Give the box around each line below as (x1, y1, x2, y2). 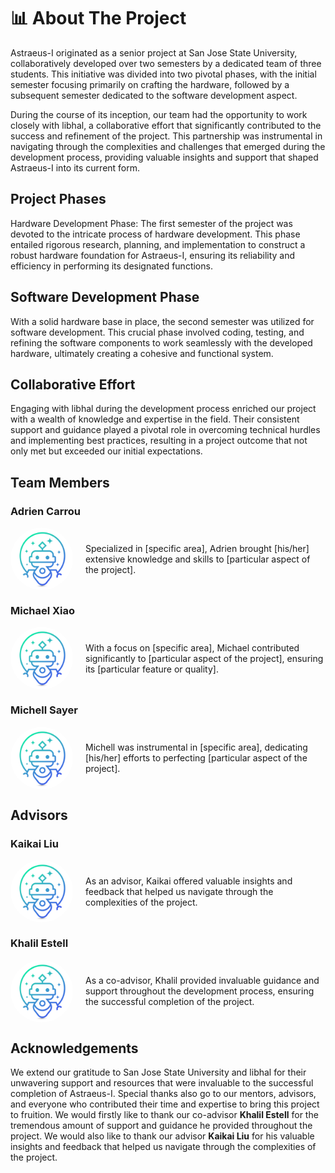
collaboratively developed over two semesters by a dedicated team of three (10, 57, 322, 69)
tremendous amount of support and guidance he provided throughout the (10, 1120, 313, 1132)
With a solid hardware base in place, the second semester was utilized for (10, 315, 315, 327)
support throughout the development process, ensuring (85, 985, 315, 997)
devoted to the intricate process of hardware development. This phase (10, 228, 301, 240)
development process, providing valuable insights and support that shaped (10, 151, 319, 163)
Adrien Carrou (10, 504, 81, 518)
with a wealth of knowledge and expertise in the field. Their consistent (10, 413, 300, 425)
